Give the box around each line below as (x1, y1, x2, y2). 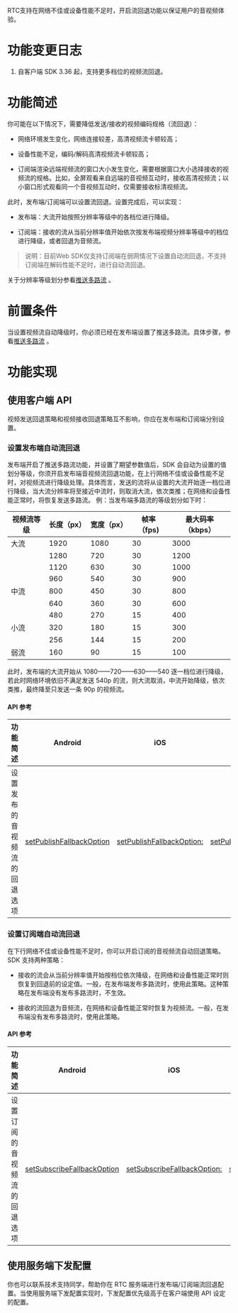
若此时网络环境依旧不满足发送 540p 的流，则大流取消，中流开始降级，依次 (7, 676, 225, 685)
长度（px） (48, 520, 86, 530)
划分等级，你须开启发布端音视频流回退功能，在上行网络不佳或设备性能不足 (7, 469, 225, 478)
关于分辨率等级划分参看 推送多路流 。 (7, 275, 115, 284)
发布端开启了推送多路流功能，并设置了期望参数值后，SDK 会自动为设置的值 (7, 460, 227, 469)
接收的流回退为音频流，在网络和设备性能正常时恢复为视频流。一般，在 (17, 1003, 223, 1012)
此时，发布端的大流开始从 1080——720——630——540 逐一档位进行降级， (7, 667, 227, 676)
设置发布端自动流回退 (7, 442, 80, 452)
